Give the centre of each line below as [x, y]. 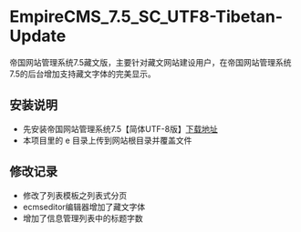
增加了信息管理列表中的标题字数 [83, 218]
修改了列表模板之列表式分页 [75, 195]
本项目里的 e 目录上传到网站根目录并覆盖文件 [107, 140]
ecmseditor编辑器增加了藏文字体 [84, 207]
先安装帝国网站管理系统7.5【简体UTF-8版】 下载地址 [120, 128]
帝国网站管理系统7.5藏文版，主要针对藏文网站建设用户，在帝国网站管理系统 [150, 62]
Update [38, 36]
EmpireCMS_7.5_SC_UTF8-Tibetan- [146, 17]
